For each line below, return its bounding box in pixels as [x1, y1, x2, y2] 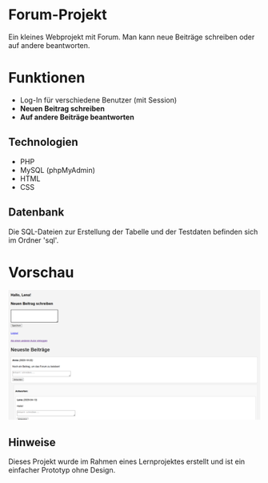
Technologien [8, 135, 78, 149]
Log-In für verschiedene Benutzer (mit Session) [19, 95, 178, 105]
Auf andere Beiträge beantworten [19, 112, 134, 122]
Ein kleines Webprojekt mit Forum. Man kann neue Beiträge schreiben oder [8, 32, 255, 42]
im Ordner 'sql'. [8, 235, 59, 245]
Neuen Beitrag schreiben [19, 103, 106, 113]
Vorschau [8, 263, 74, 281]
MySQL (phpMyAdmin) [19, 165, 96, 175]
